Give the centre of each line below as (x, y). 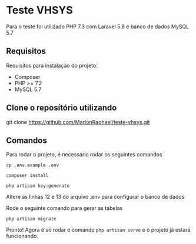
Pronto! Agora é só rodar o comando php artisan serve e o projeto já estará (98, 230)
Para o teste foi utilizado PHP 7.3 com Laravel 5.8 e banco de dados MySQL (98, 26)
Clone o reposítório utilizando (62, 108)
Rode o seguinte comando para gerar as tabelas (64, 208)
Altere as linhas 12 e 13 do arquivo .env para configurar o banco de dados (95, 197)
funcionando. (22, 236)
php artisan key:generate (38, 186)
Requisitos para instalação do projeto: (52, 65)
